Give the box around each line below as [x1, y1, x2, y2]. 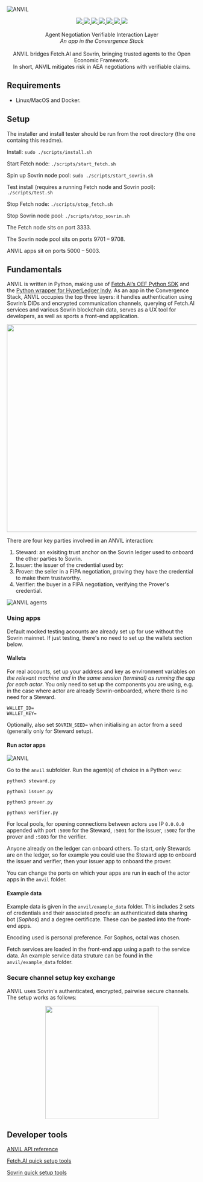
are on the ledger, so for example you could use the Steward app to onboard [7, 851, 196, 858]
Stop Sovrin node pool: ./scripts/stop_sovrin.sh [7, 212, 130, 219]
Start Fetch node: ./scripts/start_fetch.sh [7, 160, 116, 167]
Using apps [7, 614, 41, 622]
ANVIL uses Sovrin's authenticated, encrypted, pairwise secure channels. [7, 987, 190, 994]
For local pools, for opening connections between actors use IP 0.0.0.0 [7, 820, 184, 828]
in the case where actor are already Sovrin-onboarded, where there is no [7, 687, 188, 694]
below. [7, 641, 23, 648]
